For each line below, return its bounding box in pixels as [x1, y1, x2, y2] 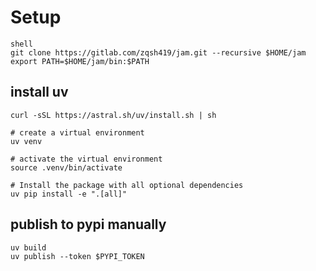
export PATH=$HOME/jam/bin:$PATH [10, 56, 150, 66]
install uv [10, 84, 69, 101]
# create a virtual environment [10, 127, 145, 138]
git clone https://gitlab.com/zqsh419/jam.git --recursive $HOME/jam [10, 47, 307, 58]
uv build [10, 242, 47, 253]
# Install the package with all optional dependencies [10, 180, 244, 190]
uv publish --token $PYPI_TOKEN [10, 251, 145, 261]
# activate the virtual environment [10, 154, 163, 164]
